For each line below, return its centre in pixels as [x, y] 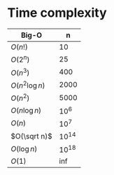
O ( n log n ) [26, 110]
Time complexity [57, 13]
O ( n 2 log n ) [28, 85]
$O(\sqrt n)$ [31, 136]
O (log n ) [24, 148]
